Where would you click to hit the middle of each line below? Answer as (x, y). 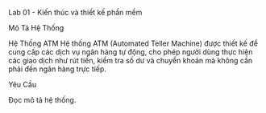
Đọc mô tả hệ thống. (42, 100)
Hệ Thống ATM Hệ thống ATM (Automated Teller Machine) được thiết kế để (133, 43)
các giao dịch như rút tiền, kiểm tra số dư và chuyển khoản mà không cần (131, 61)
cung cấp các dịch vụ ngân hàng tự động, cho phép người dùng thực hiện (131, 52)
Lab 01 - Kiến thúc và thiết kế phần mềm (75, 12)
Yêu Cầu (23, 85)
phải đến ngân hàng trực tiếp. (58, 69)
